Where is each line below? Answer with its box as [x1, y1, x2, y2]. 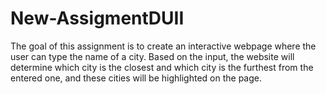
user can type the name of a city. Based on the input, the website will [10, 50, 295, 62]
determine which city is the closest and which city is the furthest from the [10, 61, 314, 73]
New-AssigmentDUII [10, 7, 185, 30]
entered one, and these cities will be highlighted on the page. [10, 72, 262, 84]
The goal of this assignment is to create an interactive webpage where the [10, 40, 317, 52]
